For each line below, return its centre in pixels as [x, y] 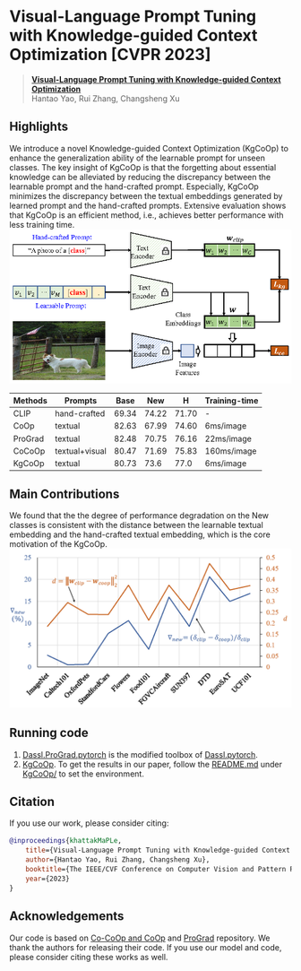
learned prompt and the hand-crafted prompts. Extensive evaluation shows [148, 205]
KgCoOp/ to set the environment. [83, 774]
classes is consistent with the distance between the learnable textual [137, 525]
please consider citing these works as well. [89, 957]
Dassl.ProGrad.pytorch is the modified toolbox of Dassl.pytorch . [140, 754]
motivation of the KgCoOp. [58, 544]
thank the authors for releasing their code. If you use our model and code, [146, 947]
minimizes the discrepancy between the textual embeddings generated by [146, 195]
